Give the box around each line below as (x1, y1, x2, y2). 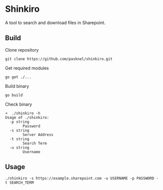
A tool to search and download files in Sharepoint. (5, 20, 106, 26)
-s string (9, 128, 29, 133)
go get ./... (5, 75, 32, 80)
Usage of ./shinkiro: (5, 115, 49, 120)
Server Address (23, 132, 54, 137)
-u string (9, 145, 29, 150)
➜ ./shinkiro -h (5, 110, 41, 116)
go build (5, 92, 23, 98)
